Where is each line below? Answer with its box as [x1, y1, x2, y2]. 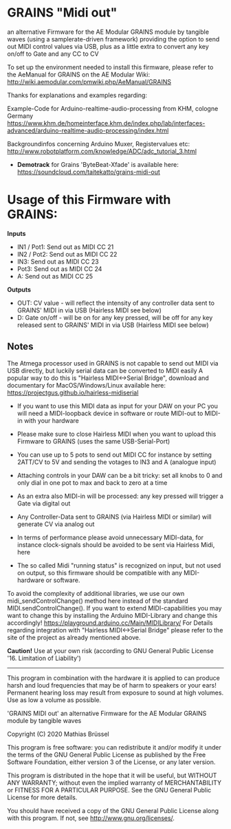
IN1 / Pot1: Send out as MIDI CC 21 [16, 243, 114, 251]
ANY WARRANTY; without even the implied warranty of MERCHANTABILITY [7, 778, 222, 787]
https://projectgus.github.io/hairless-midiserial [7, 388, 139, 397]
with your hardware [23, 416, 79, 425]
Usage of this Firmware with [7, 192, 171, 208]
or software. [45, 576, 80, 584]
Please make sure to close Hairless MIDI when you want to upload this [16, 430, 217, 438]
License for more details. [7, 793, 78, 801]
